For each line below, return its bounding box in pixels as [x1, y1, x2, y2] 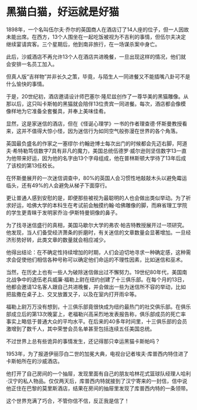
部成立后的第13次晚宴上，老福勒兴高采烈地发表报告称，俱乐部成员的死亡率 [6, 310, 186, 318]
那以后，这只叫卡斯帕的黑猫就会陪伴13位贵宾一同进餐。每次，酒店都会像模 [6, 100, 186, 107]
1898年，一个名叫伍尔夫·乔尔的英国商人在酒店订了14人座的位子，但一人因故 [6, 26, 189, 33]
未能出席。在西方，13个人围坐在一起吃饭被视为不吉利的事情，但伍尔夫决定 [6, 33, 186, 40]
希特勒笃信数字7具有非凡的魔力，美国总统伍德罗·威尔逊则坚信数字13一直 [12, 147, 187, 154]
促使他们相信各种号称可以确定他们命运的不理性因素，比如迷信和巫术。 [16, 256, 186, 263]
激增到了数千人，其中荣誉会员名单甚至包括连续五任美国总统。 [6, 325, 155, 332]
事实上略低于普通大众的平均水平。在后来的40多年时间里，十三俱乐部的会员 [6, 318, 188, 325]
